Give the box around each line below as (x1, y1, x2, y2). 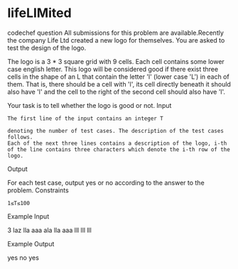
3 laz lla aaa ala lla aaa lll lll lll (7, 226, 92, 234)
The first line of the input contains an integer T (7, 115, 163, 122)
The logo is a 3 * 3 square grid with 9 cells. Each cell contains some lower (7, 57, 225, 65)
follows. (7, 133, 33, 141)
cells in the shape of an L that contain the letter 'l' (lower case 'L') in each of (7, 72, 229, 81)
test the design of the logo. (7, 43, 87, 52)
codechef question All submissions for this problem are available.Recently (7, 28, 224, 37)
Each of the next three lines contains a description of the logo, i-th (7, 140, 227, 147)
